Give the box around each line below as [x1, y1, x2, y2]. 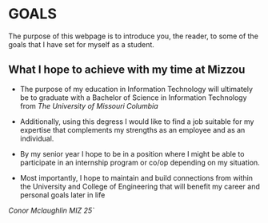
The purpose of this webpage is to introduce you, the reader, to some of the [8, 31, 258, 41]
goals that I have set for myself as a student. [8, 39, 154, 49]
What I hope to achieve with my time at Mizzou [8, 63, 246, 77]
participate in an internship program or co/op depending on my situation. [19, 157, 260, 167]
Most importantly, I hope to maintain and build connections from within [19, 173, 254, 182]
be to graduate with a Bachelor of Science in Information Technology [19, 93, 247, 102]
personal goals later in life [19, 189, 106, 200]
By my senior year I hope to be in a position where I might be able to [19, 149, 245, 158]
